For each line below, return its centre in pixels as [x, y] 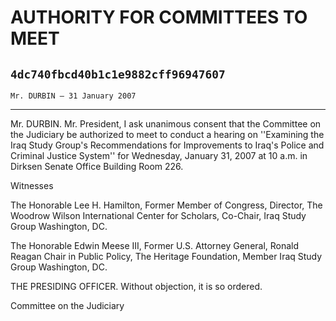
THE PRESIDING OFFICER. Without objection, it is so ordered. [136, 286]
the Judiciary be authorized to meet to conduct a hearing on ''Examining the [167, 134]
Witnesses [32, 185]
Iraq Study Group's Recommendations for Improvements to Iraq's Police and [167, 145]
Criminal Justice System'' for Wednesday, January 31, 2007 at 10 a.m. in [159, 155]
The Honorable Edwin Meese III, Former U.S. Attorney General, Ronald [155, 245]
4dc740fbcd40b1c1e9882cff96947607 [118, 74]
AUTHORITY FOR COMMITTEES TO [159, 17]
